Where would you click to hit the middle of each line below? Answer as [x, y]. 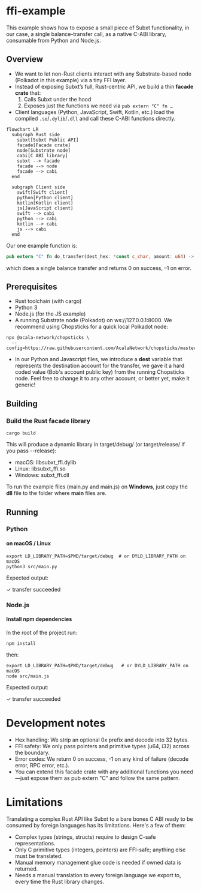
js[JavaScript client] [45, 208]
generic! [25, 385]
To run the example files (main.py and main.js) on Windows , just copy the [97, 487]
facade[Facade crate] [44, 145]
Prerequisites [32, 287]
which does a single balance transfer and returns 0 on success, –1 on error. [99, 268]
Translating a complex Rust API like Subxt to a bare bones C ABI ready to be [100, 819]
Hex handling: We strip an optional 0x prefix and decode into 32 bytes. [102, 740]
